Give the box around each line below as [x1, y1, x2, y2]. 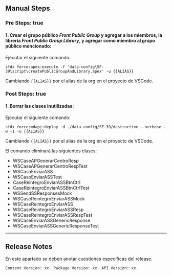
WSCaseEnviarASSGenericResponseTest [12, 222, 99, 229]
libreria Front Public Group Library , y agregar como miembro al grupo [5, 37, 155, 43]
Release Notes [5, 242, 53, 251]
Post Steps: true [5, 90, 47, 98]
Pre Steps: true [5, 19, 44, 27]
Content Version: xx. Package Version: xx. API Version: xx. [5, 266, 139, 271]
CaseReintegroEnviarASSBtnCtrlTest [12, 185, 90, 191]
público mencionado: [5, 43, 52, 49]
